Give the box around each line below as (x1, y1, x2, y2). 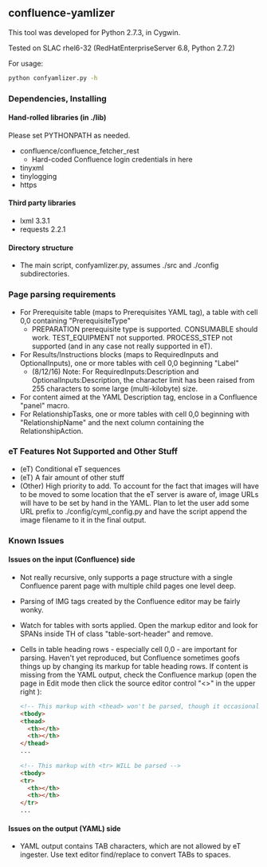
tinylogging (19, 171, 57, 181)
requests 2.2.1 (19, 225, 66, 234)
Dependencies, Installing (8, 93, 108, 104)
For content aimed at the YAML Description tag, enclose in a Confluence (19, 392, 257, 402)
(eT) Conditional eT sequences (19, 463, 121, 474)
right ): (19, 686, 42, 696)
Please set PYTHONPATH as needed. (8, 130, 131, 140)
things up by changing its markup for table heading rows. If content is (19, 661, 249, 670)
